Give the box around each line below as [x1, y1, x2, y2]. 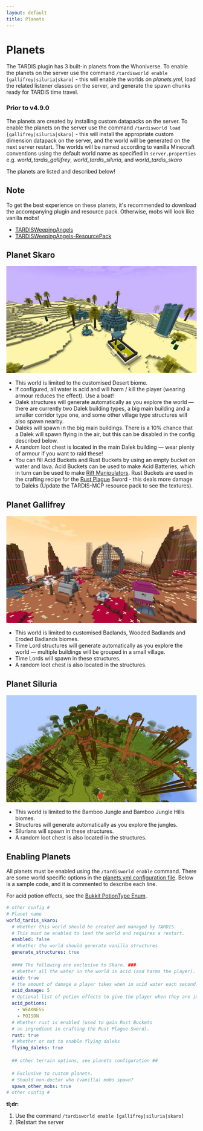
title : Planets [6, 16, 45, 22]
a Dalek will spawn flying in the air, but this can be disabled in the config [14, 431, 195, 438]
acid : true [11, 974, 39, 981]
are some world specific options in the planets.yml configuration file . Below [6, 874, 194, 881]
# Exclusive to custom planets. [11, 1071, 94, 1077]
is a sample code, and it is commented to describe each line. [6, 881, 157, 888]
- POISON [17, 1013, 39, 1019]
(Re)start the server [14, 1119, 64, 1126]
